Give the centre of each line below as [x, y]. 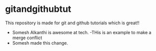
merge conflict [27, 38]
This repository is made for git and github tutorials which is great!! [72, 23]
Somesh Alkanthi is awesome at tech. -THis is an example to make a [82, 32]
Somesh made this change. [40, 43]
